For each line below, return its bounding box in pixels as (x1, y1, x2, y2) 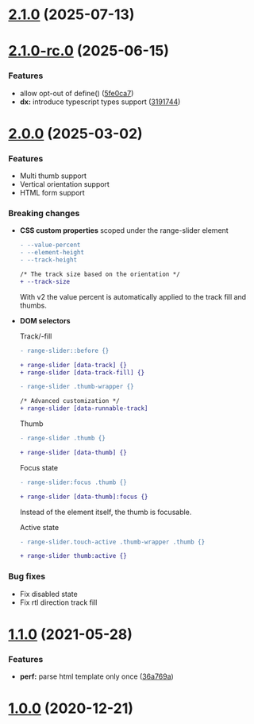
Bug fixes (8, 571, 46, 582)
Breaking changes (8, 208, 80, 219)
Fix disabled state (19, 589, 78, 598)
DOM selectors (19, 316, 71, 325)
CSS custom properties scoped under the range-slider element (19, 226, 229, 235)
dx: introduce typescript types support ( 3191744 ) (19, 97, 181, 106)
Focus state (19, 463, 59, 472)
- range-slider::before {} (19, 347, 110, 354)
